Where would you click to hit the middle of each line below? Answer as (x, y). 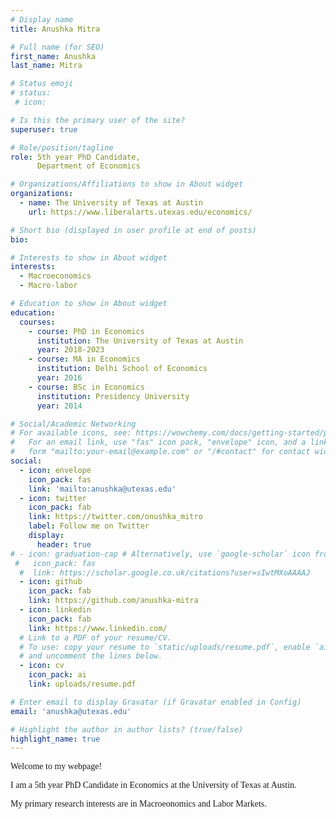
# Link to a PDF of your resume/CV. (95, 637)
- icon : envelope (55, 470)
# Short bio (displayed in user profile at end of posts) (133, 230)
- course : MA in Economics (84, 359)
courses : (37, 322)
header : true (64, 544)
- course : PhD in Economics (86, 331)
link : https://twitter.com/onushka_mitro (115, 517)
